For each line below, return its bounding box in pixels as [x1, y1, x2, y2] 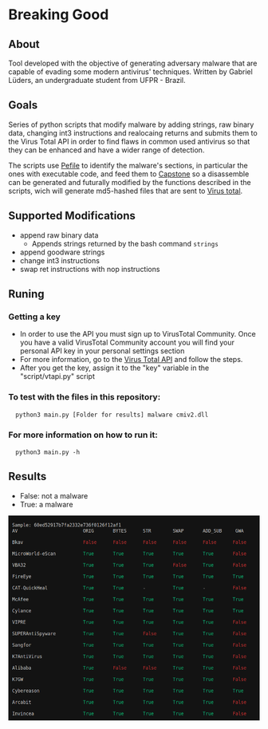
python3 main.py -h [15, 448, 81, 456]
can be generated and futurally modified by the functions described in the [8, 177, 251, 187]
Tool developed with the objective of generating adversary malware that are [8, 58, 258, 68]
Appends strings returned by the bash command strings [31, 238, 219, 248]
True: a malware [19, 499, 73, 509]
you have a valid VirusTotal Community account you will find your [19, 337, 235, 348]
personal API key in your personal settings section [19, 346, 185, 356]
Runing [8, 287, 45, 301]
